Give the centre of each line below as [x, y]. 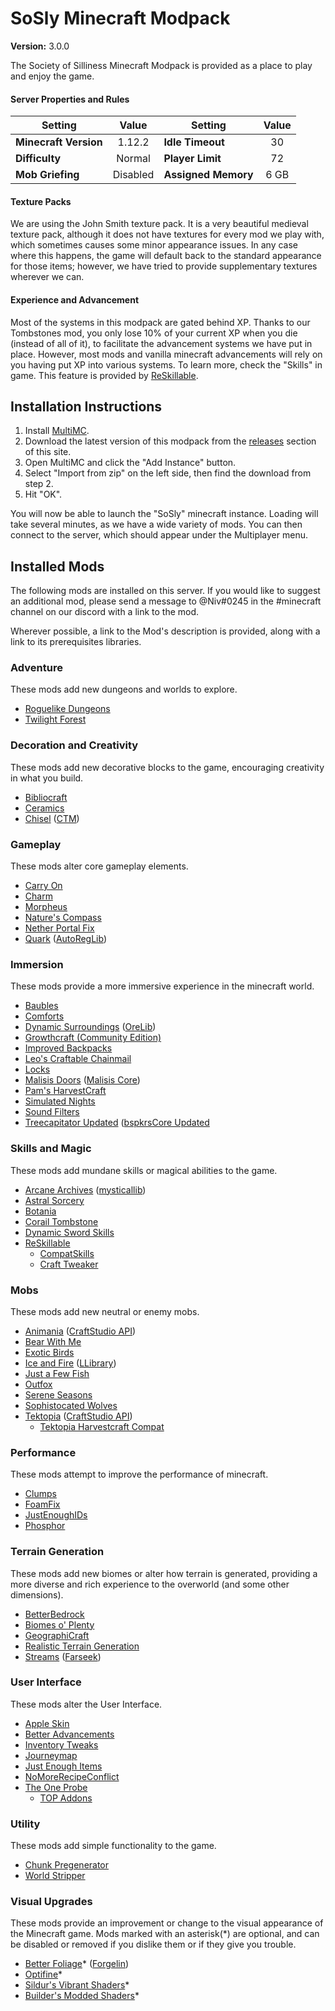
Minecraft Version [59, 142]
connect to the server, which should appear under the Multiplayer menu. [159, 535]
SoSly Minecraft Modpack [120, 18]
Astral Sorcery [54, 1200]
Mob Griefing [47, 175]
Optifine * [43, 1974]
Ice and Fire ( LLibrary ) [70, 1363]
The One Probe [56, 1787]
